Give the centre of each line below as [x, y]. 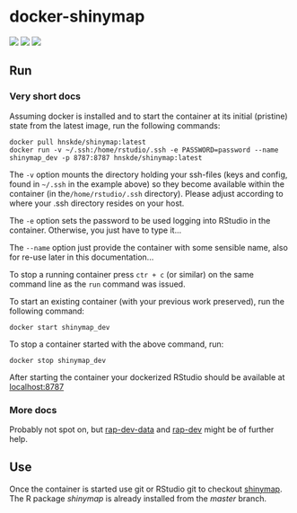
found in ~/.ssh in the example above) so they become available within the [147, 184]
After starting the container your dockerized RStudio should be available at [147, 377]
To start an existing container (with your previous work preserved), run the [147, 301]
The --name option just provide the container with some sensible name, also [149, 247]
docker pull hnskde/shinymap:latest [78, 142]
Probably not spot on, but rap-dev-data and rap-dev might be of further [142, 429]
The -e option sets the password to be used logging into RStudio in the [140, 220]
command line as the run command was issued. [97, 284]
